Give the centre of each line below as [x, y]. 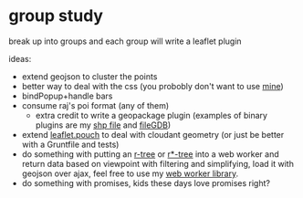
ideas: [20, 58]
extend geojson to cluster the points [89, 76]
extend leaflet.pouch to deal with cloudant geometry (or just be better [153, 134]
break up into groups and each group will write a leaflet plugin [125, 41]
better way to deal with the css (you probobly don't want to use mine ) [152, 86]
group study [56, 16]
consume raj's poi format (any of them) [95, 105]
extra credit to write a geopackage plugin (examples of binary [151, 115]
